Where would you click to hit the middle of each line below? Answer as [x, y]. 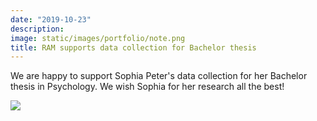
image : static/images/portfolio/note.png [98, 38]
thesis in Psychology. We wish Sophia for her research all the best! [147, 87]
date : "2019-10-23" [51, 19]
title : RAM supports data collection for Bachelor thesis [133, 47]
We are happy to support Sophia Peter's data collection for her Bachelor [159, 76]
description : [37, 29]
